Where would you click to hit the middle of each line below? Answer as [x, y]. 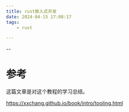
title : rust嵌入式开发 [32, 11]
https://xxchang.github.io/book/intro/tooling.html [65, 103]
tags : [13, 22]
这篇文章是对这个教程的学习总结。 [47, 92]
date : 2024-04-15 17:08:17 [39, 17]
